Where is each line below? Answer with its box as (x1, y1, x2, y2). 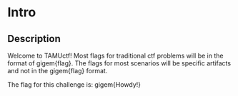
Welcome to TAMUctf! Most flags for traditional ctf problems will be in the (7, 51, 224, 60)
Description (7, 33, 61, 45)
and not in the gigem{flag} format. (7, 67, 108, 75)
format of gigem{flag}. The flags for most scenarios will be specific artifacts (7, 59, 231, 68)
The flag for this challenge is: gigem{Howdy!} (7, 80, 142, 89)
